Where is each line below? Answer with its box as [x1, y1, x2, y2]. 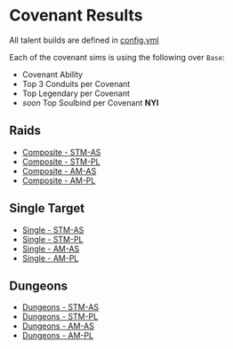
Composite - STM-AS [21, 147, 101, 157]
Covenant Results [9, 5, 143, 26]
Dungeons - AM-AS [21, 321, 95, 331]
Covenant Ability [21, 68, 83, 80]
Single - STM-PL [21, 234, 84, 244]
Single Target [9, 201, 85, 216]
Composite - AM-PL [21, 175, 96, 186]
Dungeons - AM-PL [21, 330, 94, 341]
